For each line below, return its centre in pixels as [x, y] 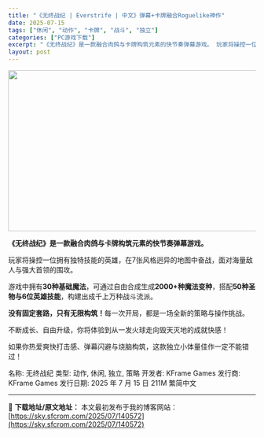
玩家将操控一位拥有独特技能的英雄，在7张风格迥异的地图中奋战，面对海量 [127, 260]
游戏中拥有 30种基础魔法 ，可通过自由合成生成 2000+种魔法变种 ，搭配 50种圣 [132, 287]
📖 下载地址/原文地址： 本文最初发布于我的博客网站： [93, 407]
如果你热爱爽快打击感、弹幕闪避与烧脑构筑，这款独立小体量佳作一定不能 [125, 346]
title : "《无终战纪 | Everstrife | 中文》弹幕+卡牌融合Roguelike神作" [117, 15]
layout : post [29, 52]
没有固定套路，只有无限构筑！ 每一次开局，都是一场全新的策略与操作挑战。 [128, 313]
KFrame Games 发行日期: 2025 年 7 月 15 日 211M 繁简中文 [103, 383]
